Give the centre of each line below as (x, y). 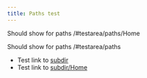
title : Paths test (34, 13)
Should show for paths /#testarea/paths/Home (73, 33)
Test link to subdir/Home (52, 67)
